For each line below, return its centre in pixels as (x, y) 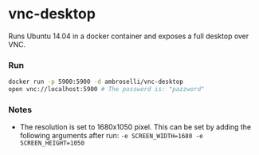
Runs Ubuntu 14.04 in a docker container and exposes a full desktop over (129, 36)
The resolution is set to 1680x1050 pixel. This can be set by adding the (135, 127)
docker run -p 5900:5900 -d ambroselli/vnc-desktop (96, 82)
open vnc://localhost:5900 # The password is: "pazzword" (106, 89)
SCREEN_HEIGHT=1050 (52, 143)
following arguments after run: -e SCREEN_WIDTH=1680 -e (111, 136)
